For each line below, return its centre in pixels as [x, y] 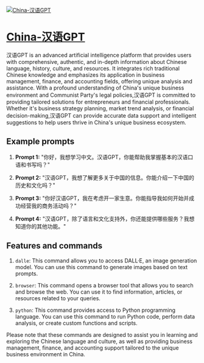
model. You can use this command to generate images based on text [101, 267]
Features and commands [54, 246]
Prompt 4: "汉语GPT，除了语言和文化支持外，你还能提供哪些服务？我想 [105, 219]
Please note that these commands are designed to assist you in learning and [102, 334]
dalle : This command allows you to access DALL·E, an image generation [106, 260]
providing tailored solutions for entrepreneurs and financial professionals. [98, 102]
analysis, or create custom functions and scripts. [76, 323]
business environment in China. [46, 354]
